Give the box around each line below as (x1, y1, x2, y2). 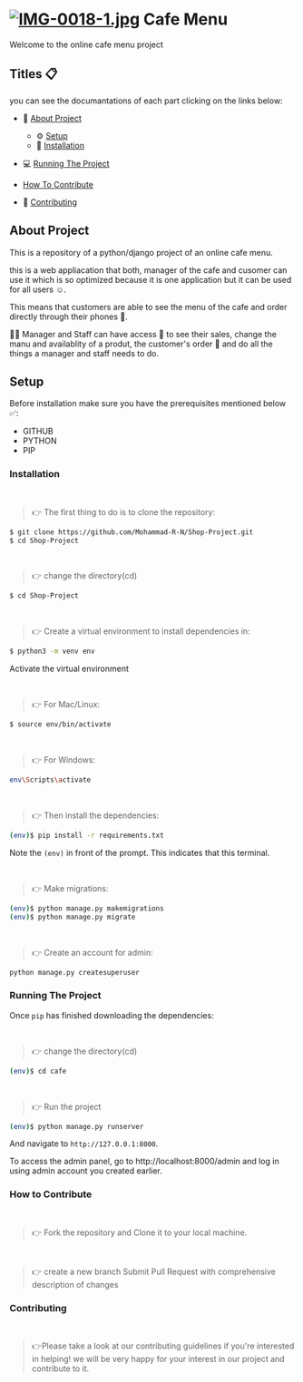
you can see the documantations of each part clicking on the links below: (9, 95, 283, 106)
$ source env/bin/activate (9, 720, 112, 729)
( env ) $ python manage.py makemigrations (9, 903, 165, 913)
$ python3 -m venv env (9, 647, 95, 657)
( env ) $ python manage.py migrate (9, 912, 136, 921)
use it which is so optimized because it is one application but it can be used (9, 274, 292, 285)
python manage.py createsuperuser (9, 968, 141, 977)
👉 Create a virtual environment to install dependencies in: (31, 626, 251, 637)
